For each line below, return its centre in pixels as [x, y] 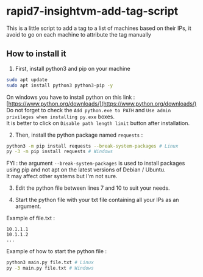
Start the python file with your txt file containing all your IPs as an [97, 200]
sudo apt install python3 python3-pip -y [60, 85]
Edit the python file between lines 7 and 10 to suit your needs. [92, 188]
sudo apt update [27, 80]
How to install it [36, 54]
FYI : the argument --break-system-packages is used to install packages [96, 164]
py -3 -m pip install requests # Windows [60, 152]
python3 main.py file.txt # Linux [50, 263]
